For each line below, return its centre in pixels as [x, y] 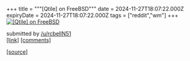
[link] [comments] [29, 40]
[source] [17, 52]
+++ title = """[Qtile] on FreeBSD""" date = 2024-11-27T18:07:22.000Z [95, 9]
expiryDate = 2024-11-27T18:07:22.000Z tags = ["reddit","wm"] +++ [93, 15]
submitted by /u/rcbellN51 [39, 34]
